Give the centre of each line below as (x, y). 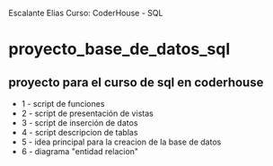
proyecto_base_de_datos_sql (119, 49)
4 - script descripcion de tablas (79, 132)
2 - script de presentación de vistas (87, 113)
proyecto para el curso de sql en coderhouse (136, 82)
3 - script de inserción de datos (79, 123)
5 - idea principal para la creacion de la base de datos (121, 142)
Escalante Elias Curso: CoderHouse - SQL (86, 13)
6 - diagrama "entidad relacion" (80, 151)
